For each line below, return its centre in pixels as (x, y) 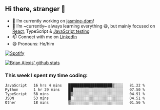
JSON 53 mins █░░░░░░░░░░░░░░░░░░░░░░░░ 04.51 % (75, 98)
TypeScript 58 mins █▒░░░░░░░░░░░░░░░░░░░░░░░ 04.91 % (75, 94)
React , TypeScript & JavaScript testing (51, 31)
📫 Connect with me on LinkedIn (44, 37)
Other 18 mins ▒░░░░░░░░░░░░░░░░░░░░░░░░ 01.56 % (75, 103)
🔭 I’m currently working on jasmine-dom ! (53, 21)
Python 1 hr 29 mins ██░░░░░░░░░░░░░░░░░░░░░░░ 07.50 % (75, 90)
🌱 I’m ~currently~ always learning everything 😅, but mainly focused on (83, 26)
